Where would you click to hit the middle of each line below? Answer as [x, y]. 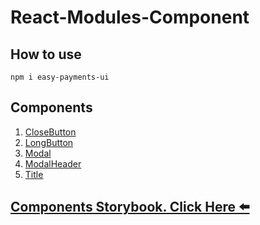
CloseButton [50, 132]
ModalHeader [53, 163]
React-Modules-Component [130, 17]
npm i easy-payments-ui [60, 77]
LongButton [49, 142]
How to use [46, 54]
